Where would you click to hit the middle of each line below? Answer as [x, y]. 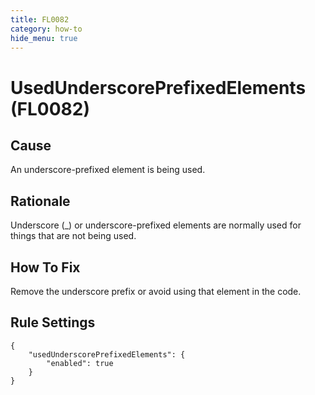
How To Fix [45, 267]
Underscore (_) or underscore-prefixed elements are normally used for [156, 225]
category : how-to [46, 29]
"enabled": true [80, 363]
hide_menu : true [44, 38]
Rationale [40, 201]
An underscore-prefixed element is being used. [108, 170]
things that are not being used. [73, 236]
